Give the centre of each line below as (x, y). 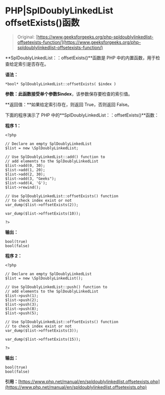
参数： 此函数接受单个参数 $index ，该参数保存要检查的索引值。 (69, 94)
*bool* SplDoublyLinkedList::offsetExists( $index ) (61, 84)
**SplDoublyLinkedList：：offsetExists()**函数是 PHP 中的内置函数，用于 (81, 58)
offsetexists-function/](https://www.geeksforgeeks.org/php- (79, 42)
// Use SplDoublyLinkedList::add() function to (55, 157)
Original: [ (27, 37)
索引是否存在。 (33, 64)
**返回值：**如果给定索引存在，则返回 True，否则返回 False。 (69, 104)
